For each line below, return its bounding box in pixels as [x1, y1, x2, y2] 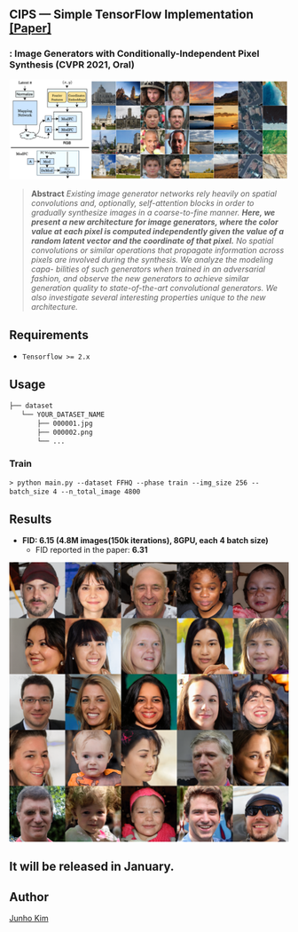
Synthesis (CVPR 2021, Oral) [9, 59, 136, 71]
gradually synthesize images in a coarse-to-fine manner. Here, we [30, 208, 276, 218]
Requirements [9, 328, 89, 343]
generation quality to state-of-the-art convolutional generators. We [30, 283, 278, 294]
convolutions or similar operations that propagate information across [30, 245, 285, 256]
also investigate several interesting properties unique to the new [30, 292, 266, 303]
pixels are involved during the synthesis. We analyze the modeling [30, 255, 273, 265]
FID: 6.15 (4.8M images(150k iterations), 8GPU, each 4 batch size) [21, 535, 269, 546]
